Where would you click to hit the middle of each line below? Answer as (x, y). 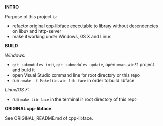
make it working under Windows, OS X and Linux (62, 36)
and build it (24, 70)
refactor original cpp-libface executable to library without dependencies (85, 26)
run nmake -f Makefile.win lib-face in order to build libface (73, 80)
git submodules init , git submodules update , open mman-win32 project (83, 65)
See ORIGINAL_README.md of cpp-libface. (49, 118)
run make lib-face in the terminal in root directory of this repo (74, 99)
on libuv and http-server (37, 31)
